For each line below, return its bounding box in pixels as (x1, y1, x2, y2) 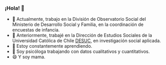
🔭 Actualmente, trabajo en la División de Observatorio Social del (12, 16, 146, 22)
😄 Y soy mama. (12, 54, 46, 60)
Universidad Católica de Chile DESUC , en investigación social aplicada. (12, 38, 161, 44)
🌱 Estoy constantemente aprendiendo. (12, 43, 92, 49)
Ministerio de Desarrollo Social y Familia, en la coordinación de (12, 21, 144, 27)
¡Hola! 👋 (5, 5, 25, 12)
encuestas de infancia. (12, 27, 60, 33)
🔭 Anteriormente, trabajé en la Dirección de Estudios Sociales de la (12, 32, 152, 39)
